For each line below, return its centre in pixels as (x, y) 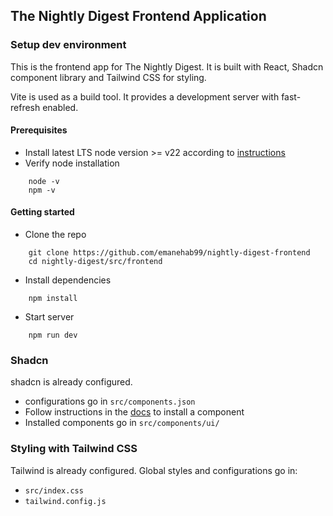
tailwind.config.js (65, 501)
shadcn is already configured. (71, 382)
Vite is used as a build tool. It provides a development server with (145, 96)
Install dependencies (68, 280)
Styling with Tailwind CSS (74, 449)
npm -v (42, 190)
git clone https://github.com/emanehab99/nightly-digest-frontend (169, 253)
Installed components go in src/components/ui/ (122, 423)
